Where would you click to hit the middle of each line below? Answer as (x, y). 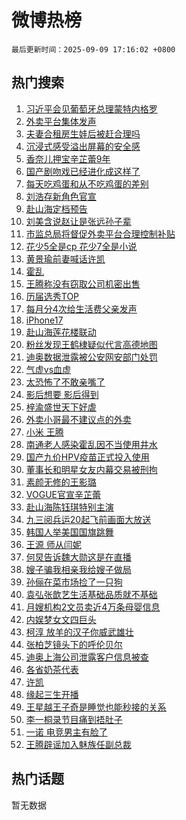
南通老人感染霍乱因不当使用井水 (91, 444)
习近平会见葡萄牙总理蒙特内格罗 (91, 108)
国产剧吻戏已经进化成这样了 (83, 171)
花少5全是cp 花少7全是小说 (81, 246)
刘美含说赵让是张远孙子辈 (78, 221)
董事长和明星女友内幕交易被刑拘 (91, 469)
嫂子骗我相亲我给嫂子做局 (78, 569)
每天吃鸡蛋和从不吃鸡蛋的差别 (87, 183)
